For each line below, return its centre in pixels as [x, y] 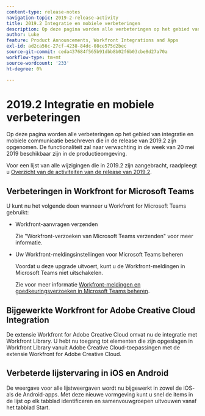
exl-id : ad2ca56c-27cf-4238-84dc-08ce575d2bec [67, 46]
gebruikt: [18, 213]
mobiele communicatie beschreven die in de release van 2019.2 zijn [92, 140]
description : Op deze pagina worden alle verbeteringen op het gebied [98, 29]
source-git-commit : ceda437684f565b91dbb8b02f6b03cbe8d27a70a [87, 52]
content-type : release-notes [43, 12]
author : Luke [23, 35]
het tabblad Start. [28, 407]
